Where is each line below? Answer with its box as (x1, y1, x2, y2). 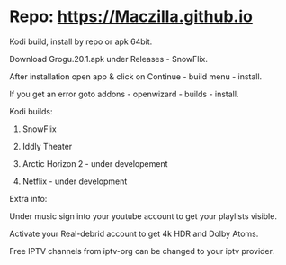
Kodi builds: (9, 105, 53, 116)
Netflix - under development (22, 176, 128, 187)
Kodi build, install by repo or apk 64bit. (9, 36, 153, 47)
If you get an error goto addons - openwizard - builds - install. (9, 88, 239, 99)
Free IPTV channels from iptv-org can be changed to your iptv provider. (9, 245, 274, 256)
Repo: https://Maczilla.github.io (9, 6, 254, 27)
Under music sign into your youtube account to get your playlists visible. (9, 210, 277, 222)
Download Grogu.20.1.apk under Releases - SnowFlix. (9, 53, 209, 64)
